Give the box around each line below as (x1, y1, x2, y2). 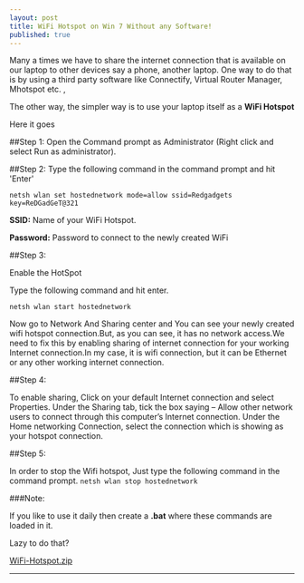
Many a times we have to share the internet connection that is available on (9, 55, 287, 66)
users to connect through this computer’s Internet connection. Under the (9, 412, 280, 423)
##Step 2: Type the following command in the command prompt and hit (9, 164, 276, 175)
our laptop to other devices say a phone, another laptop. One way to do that (9, 64, 292, 75)
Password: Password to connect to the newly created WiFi (9, 232, 229, 243)
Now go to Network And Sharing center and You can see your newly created (9, 318, 295, 329)
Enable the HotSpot (9, 267, 82, 278)
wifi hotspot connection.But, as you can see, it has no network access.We (9, 328, 285, 339)
